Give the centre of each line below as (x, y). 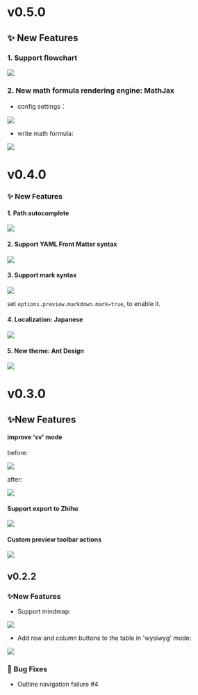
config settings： (42, 107)
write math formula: (45, 134)
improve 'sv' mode (35, 437)
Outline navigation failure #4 (58, 685)
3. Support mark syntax (42, 275)
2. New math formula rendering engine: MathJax (91, 90)
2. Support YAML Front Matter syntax (62, 244)
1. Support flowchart (42, 58)
